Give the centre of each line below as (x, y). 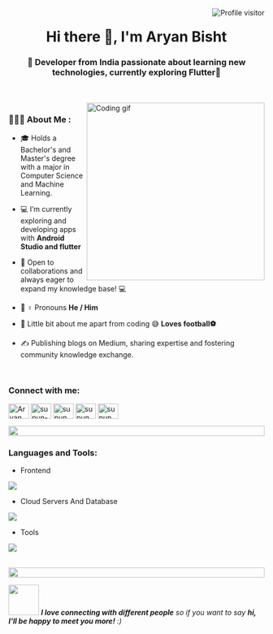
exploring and (43, 220)
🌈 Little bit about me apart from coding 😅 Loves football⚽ (118, 323)
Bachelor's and (45, 149)
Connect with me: (44, 390)
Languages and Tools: (53, 453)
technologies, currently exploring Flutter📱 (136, 72)
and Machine (42, 184)
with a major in (45, 166)
